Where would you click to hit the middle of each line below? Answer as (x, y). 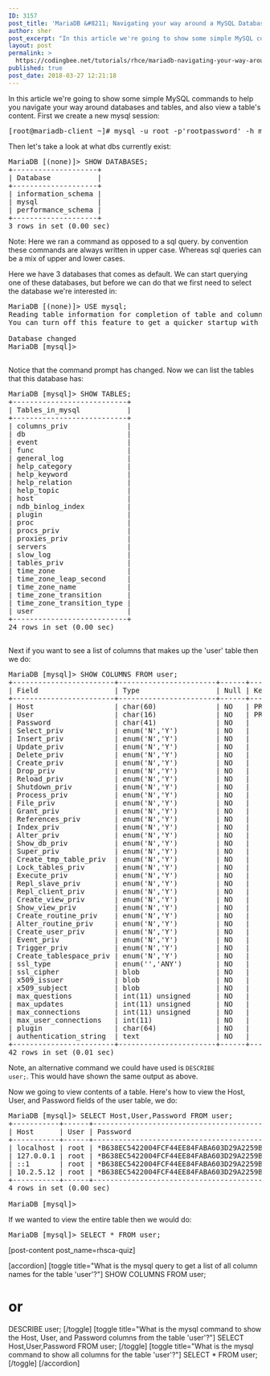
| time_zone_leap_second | (70, 579)
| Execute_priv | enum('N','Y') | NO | (129, 875)
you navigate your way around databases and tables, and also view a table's (135, 107)
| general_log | (70, 458)
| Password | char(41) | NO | (129, 722)
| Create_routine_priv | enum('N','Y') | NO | (129, 915)
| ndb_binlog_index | (70, 506)
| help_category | (70, 466)
